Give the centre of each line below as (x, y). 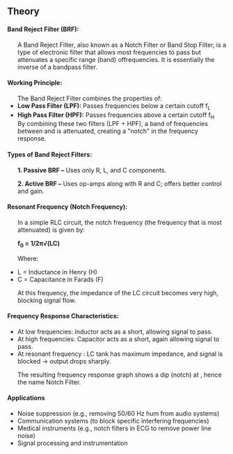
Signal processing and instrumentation (73, 443)
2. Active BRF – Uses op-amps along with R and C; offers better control (119, 183)
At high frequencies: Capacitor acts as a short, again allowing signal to (118, 339)
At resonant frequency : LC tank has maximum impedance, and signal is (120, 354)
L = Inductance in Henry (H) (57, 272)
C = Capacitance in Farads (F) (60, 279)
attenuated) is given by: (51, 230)
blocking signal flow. (47, 300)
